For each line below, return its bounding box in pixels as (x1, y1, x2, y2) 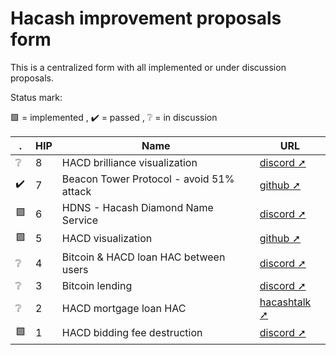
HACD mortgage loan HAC (61, 301, 187, 315)
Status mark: (10, 91, 63, 103)
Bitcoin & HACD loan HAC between (61, 250, 226, 264)
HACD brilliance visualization (61, 155, 198, 169)
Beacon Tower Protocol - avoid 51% (61, 172, 235, 186)
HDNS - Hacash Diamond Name (61, 200, 214, 214)
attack (61, 184, 92, 198)
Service (61, 213, 99, 227)
